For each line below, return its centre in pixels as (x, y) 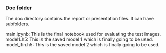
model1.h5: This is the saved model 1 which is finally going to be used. (79, 39)
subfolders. (17, 24)
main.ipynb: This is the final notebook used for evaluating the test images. (83, 34)
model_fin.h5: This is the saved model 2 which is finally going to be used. (82, 45)
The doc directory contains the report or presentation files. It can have (80, 19)
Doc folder (19, 8)
